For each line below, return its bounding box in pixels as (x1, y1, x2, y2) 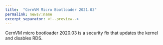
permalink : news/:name (5, 12, 52, 17)
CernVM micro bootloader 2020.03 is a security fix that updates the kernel (5, 30, 159, 36)
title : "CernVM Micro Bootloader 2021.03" (5, 7, 97, 12)
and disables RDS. (5, 35, 43, 41)
